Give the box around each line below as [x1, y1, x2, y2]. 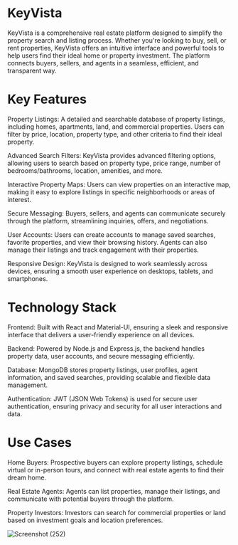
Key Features [7, 91, 87, 107]
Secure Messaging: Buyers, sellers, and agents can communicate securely [7, 208, 226, 218]
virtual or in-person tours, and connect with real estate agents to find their [7, 465, 225, 474]
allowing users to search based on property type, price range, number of [7, 159, 221, 167]
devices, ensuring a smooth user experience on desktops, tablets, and [7, 267, 213, 275]
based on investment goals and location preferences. [7, 516, 163, 524]
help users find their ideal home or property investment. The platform [7, 51, 210, 60]
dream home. [7, 473, 47, 482]
